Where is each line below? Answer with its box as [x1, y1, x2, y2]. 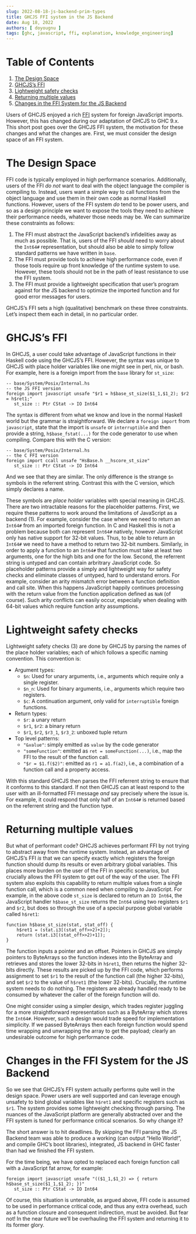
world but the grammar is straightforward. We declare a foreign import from [6, 417, 190, 425]
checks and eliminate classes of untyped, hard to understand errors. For [6, 572, 180, 579]
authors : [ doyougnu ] [6, 25, 61, 31]
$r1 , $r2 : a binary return [23, 722, 80, 729]
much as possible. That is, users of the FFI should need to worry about [14, 237, 185, 244]
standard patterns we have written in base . [14, 249, 117, 257]
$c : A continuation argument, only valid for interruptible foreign [23, 698, 179, 705]
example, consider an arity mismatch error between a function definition [6, 577, 180, 584]
